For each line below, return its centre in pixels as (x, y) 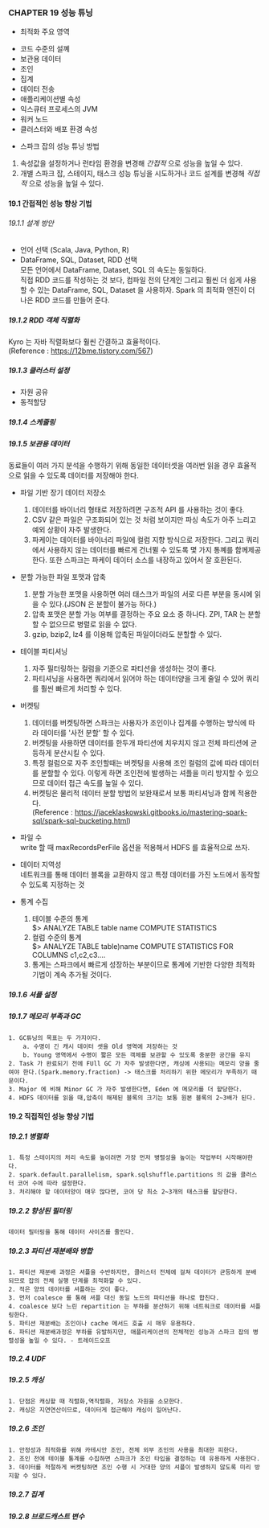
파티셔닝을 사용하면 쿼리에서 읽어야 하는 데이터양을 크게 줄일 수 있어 (138, 679)
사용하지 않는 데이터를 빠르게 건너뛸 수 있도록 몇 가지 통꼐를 (140, 550)
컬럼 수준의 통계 (57, 938)
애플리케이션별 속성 (50, 99)
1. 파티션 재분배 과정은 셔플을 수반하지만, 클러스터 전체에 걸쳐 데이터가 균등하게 (125, 1272)
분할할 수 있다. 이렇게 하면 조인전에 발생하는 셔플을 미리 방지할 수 (142, 773)
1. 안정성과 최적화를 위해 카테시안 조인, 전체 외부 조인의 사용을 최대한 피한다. (123, 1450)
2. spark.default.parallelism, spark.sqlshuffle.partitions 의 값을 (123, 1175)
